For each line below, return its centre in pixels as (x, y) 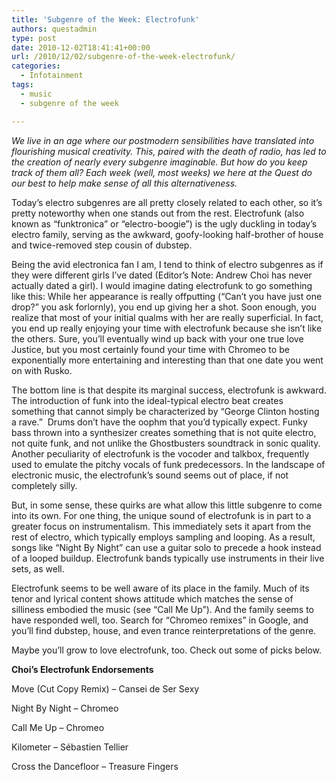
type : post (34, 38)
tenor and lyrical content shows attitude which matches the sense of (152, 598)
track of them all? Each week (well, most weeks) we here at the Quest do (162, 172)
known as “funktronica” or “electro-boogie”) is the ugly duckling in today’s (164, 223)
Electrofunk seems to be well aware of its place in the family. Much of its (160, 588)
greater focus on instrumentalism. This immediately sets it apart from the (161, 526)
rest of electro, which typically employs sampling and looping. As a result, (163, 537)
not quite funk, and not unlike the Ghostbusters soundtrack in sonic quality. (166, 443)
